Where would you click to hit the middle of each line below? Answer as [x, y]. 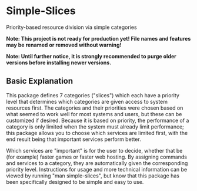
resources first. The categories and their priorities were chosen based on [95, 108]
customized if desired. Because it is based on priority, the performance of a [98, 120]
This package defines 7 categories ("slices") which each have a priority [93, 95]
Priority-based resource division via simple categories [71, 27]
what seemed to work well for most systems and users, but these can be [94, 114]
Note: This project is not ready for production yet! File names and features [98, 38]
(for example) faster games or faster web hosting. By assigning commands [96, 157]
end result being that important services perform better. [74, 139]
